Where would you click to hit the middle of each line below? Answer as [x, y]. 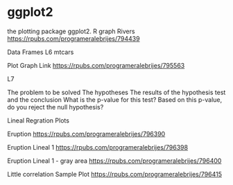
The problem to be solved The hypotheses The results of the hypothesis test [116, 92]
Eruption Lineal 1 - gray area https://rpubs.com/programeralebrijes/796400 [114, 161]
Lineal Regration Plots [38, 120]
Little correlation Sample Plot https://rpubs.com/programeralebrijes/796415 [114, 174]
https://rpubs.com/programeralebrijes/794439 [74, 38]
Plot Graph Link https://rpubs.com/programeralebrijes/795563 [96, 65]
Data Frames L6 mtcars [41, 52]
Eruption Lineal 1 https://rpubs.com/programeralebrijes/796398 [98, 147]
